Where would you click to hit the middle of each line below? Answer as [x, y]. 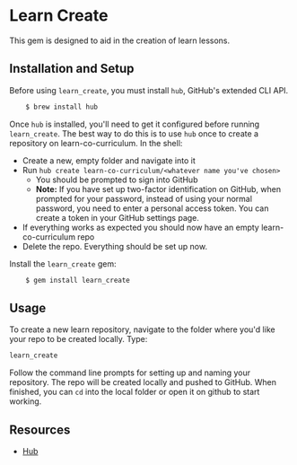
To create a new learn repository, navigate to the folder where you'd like [142, 329]
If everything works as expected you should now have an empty [141, 227]
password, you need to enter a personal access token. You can [152, 208]
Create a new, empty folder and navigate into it [109, 160]
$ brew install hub [62, 107]
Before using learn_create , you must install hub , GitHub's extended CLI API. [149, 90]
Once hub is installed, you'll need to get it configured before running [135, 124]
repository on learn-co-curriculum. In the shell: [96, 143]
